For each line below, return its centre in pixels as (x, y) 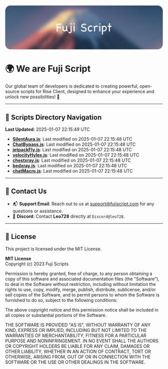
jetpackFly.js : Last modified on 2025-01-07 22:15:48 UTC (72, 150)
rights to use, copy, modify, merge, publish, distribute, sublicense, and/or (80, 289)
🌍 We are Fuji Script (48, 69)
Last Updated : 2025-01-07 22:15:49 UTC (47, 129)
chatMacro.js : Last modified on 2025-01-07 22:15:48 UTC (72, 171)
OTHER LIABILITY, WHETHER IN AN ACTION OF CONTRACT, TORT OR (78, 351)
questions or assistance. (38, 211)
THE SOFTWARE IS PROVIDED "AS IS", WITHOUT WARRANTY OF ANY (78, 325)
